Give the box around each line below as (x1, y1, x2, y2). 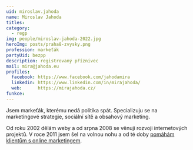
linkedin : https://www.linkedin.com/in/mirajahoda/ (11, 80, 141, 86)
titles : (6, 19, 25, 25)
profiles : (6, 69, 31, 75)
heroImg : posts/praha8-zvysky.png (6, 42, 91, 48)
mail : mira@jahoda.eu (6, 63, 59, 69)
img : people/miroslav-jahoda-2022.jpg (6, 36, 101, 42)
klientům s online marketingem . (6, 136, 82, 144)
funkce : (6, 91, 25, 96)
